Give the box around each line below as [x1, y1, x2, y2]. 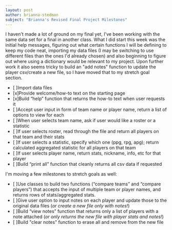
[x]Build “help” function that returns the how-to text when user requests [12, 95, 165, 102]
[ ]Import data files [12, 85, 52, 91]
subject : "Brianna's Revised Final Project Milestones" [5, 17, 127, 22]
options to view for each [12, 112, 64, 118]
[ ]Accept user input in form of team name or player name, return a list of [12, 106, 167, 113]
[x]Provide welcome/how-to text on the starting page [12, 90, 126, 97]
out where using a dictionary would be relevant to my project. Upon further [5, 59, 164, 65]
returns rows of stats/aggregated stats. [12, 192, 96, 198]
